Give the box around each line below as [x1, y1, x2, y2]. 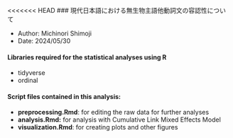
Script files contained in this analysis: [7, 92, 121, 100]
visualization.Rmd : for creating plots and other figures [17, 123, 178, 132]
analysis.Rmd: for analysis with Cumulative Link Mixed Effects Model [17, 115, 222, 124]
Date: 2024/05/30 [17, 37, 71, 45]
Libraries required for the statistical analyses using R [7, 52, 167, 62]
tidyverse [17, 69, 45, 77]
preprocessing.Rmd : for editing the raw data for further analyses [17, 108, 210, 117]
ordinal [17, 76, 38, 85]
